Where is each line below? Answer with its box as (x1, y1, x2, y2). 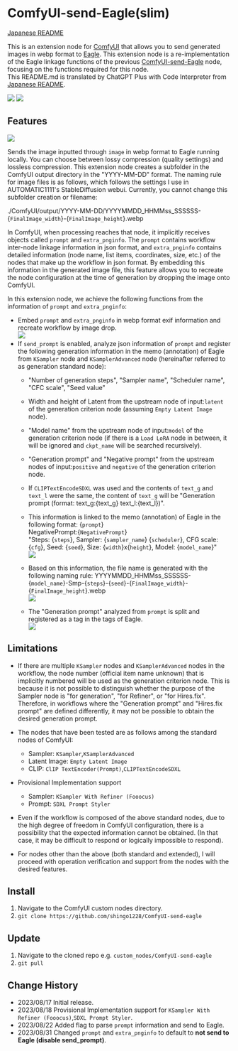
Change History (7, 979, 79, 991)
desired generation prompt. (17, 714, 98, 723)
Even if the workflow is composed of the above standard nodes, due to (17, 813, 225, 821)
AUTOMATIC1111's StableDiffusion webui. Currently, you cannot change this (7, 185, 228, 193)
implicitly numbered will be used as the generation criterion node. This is (17, 677, 230, 685)
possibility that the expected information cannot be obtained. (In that (17, 828, 218, 836)
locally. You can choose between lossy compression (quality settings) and (7, 155, 224, 163)
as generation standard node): (17, 362, 106, 370)
